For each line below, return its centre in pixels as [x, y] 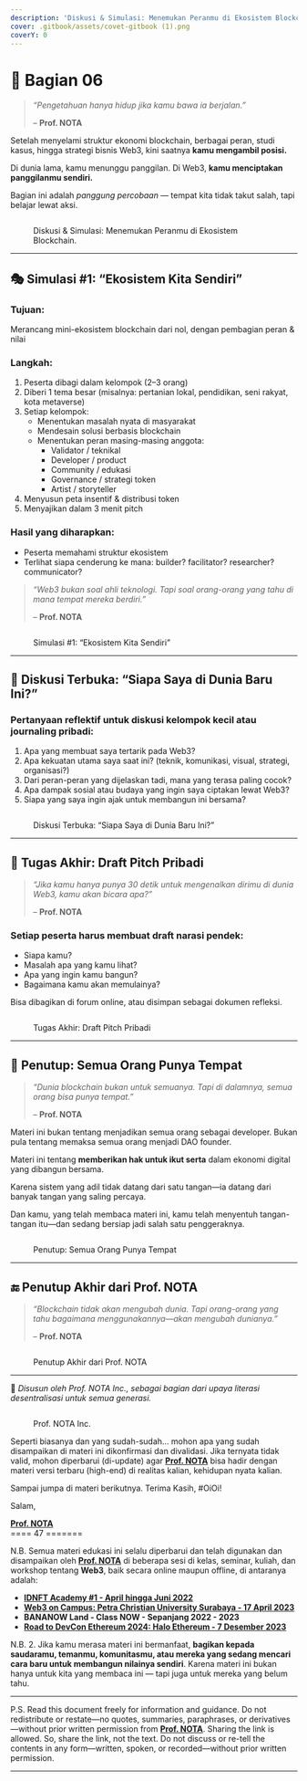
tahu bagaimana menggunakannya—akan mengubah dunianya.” [155, 1319]
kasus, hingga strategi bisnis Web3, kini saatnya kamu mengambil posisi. [149, 151]
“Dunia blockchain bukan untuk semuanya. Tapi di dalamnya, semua [162, 1087]
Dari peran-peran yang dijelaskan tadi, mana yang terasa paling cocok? [158, 780]
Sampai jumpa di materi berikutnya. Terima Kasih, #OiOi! [116, 1488]
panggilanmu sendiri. [52, 178]
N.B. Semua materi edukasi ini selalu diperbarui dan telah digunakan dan [147, 1551]
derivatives [270, 1719]
